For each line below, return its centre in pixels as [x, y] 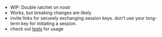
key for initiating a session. [49, 23]
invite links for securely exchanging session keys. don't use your [77, 18]
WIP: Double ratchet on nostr [40, 7]
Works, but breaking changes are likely [51, 13]
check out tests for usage [37, 29]
